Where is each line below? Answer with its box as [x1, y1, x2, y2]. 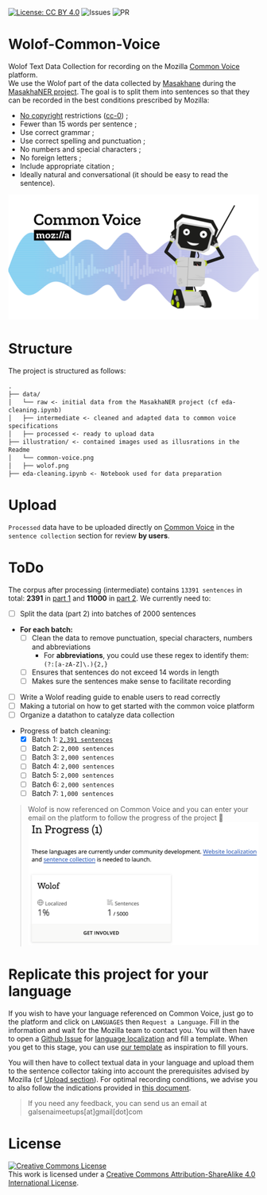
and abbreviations [31, 642, 91, 652]
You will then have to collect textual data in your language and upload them [8, 1058, 254, 1067]
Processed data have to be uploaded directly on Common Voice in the [8, 522, 235, 532]
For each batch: [19, 625, 73, 634]
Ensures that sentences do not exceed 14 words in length [31, 667, 220, 677]
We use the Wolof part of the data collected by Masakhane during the [8, 78, 237, 87]
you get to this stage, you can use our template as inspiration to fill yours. [8, 1042, 249, 1052]
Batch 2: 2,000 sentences [31, 744, 115, 753]
